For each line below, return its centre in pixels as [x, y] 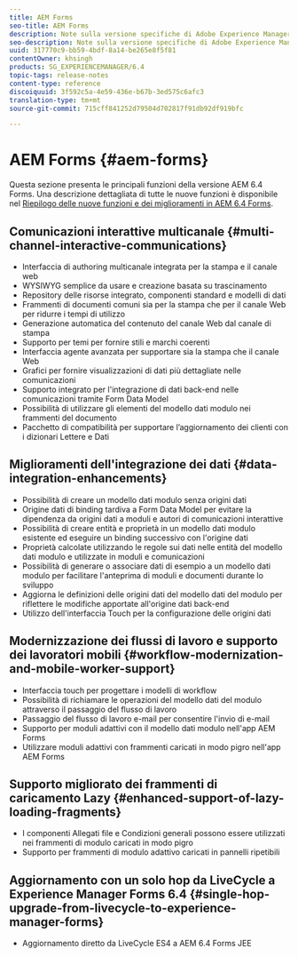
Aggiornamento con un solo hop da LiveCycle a [142, 880]
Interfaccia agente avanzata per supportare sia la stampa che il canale [150, 351]
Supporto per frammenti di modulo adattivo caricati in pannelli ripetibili [151, 852]
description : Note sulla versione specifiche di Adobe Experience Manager [150, 34]
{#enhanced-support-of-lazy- [199, 798]
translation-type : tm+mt [55, 100]
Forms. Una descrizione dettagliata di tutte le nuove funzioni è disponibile [144, 194]
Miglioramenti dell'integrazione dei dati [120, 464]
